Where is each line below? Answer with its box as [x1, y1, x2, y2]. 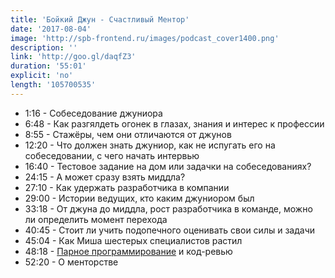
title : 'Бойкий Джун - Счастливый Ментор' [10, 14, 190, 25]
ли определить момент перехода [24, 213, 168, 225]
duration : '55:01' [10, 61, 87, 71]
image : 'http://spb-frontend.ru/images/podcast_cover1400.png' [10, 33, 280, 43]
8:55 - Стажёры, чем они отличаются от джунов [24, 128, 232, 140]
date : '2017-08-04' [10, 24, 92, 34]
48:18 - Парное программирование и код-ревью [24, 245, 233, 257]
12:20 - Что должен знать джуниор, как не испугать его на [24, 139, 276, 151]
